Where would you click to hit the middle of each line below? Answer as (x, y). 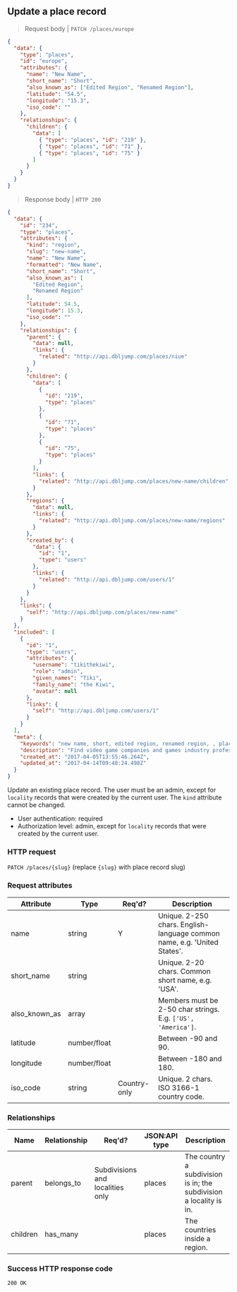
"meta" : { (28, 737)
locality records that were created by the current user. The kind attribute (115, 797)
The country (205, 1157)
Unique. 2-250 (183, 915)
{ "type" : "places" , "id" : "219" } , (92, 140)
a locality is (203, 1200)
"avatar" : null (55, 691)
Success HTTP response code (60, 1268)
